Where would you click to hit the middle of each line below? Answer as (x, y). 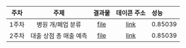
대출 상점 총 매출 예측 (59, 36)
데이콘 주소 (131, 13)
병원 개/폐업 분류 (59, 25)
